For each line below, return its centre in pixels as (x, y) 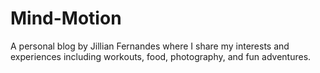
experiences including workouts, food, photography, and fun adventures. (161, 56)
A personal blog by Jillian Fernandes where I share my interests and (150, 46)
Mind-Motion (66, 18)
